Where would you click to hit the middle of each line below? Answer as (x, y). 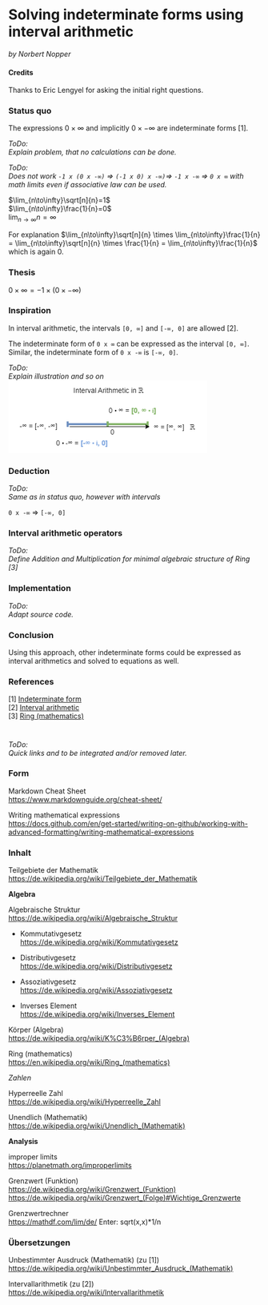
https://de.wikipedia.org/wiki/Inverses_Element (97, 1014)
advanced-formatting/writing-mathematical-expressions (101, 832)
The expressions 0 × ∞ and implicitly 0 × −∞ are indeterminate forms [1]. (128, 128)
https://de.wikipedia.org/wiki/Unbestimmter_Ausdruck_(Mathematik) (121, 1269)
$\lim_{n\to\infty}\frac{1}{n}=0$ (60, 209)
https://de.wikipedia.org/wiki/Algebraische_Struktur (93, 918)
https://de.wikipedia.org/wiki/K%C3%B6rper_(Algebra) (99, 1038)
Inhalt (20, 853)
